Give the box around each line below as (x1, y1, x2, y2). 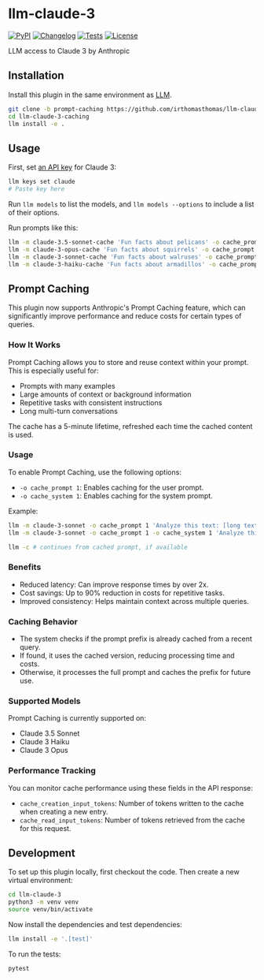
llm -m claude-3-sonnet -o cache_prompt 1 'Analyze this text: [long (8, 521, 241, 529)
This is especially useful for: (8, 366, 100, 375)
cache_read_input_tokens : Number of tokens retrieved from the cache (19, 815, 245, 825)
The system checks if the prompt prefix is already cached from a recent (19, 634, 253, 643)
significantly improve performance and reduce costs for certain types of (8, 311, 242, 321)
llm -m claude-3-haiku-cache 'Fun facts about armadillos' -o (8, 260, 216, 268)
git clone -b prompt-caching (8, 105, 104, 113)
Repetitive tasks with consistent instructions (19, 397, 163, 407)
